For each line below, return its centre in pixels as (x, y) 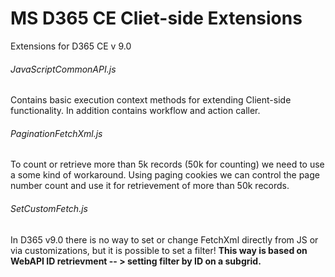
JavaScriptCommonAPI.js (63, 69)
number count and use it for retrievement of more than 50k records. (150, 186)
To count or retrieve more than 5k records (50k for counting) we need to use (167, 164)
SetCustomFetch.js (49, 208)
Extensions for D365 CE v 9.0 (71, 46)
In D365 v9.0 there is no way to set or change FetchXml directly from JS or (164, 239)
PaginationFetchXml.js (56, 133)
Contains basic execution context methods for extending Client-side (151, 100)
